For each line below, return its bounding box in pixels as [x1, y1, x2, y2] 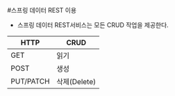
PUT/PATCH [10, 77, 50, 86]
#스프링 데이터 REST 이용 [7, 6, 77, 14]
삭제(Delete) [56, 77, 96, 86]
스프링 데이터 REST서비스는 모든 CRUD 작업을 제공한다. [17, 21, 169, 29]
